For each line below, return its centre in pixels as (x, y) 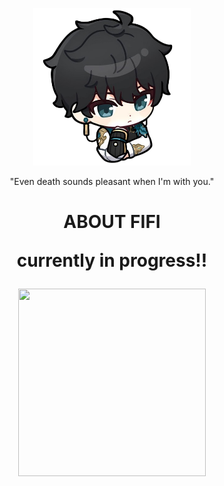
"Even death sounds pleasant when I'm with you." (112, 181)
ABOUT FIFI (112, 222)
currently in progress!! (112, 260)
